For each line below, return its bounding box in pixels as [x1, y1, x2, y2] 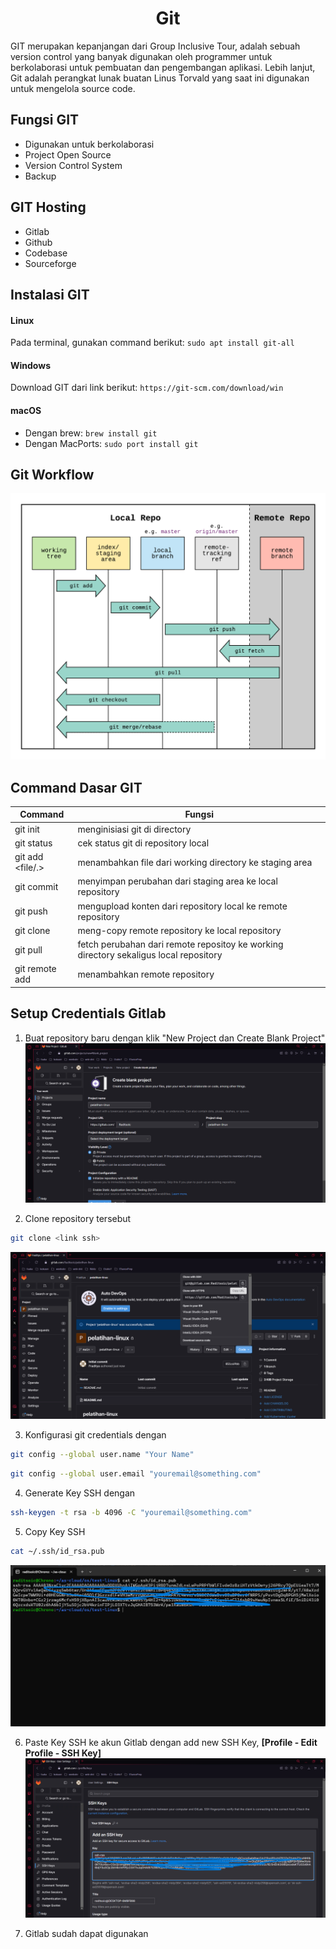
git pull [14, 943, 43, 956]
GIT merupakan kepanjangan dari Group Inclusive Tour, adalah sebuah [10, 40, 301, 52]
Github [24, 236, 53, 248]
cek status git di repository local [77, 837, 210, 849]
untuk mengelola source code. [10, 82, 136, 94]
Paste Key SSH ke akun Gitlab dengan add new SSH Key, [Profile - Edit [24, 1737, 318, 1749]
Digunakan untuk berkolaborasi [24, 138, 155, 150]
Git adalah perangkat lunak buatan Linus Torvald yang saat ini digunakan [10, 72, 310, 84]
